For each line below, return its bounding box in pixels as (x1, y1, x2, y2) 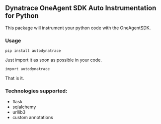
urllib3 (12, 109, 26, 115)
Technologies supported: (5, 87, 68, 94)
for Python (5, 12, 39, 20)
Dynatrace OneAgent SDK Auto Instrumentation (5, 4, 157, 12)
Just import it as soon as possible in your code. (5, 57, 102, 63)
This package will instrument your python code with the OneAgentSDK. (5, 25, 151, 31)
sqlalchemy (12, 104, 36, 110)
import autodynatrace (5, 67, 50, 72)
